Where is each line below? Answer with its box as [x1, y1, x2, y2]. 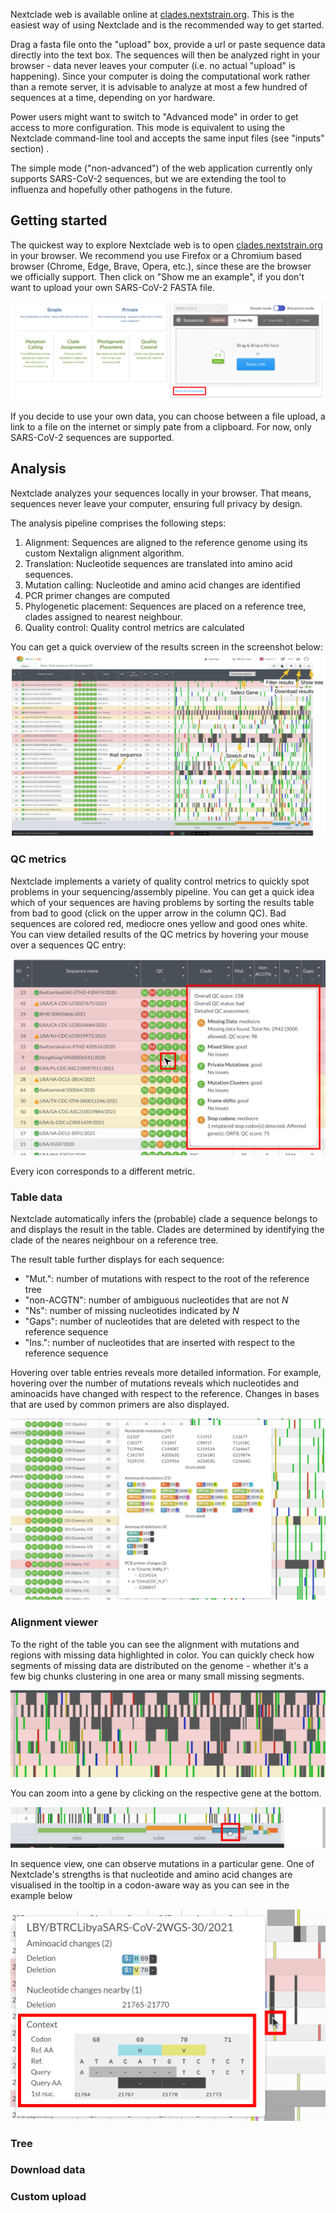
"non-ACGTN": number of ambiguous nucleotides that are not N [24, 1294, 289, 1306]
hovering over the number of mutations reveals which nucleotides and [10, 1377, 300, 1389]
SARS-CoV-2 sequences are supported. [10, 431, 175, 443]
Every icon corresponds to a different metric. [10, 1165, 195, 1177]
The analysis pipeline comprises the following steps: [10, 517, 227, 529]
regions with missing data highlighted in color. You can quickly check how [10, 1649, 315, 1661]
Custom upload [10, 2190, 87, 2204]
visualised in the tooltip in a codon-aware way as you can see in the [10, 1879, 290, 1891]
